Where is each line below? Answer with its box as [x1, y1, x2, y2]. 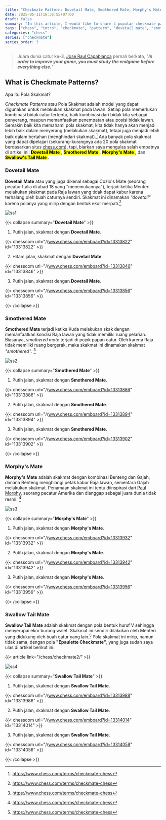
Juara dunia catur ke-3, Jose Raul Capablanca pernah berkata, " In [17, 53, 153, 59]
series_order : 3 [5, 40, 39, 45]
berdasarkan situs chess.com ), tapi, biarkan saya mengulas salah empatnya [5, 144, 160, 150]
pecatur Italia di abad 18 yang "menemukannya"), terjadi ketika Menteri [5, 183, 150, 189]
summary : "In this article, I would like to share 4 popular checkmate [5, 21, 156, 26]
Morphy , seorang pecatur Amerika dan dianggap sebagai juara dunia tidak [5, 490, 157, 496]
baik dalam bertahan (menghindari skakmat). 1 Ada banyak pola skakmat [5, 133, 152, 140]
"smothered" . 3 [5, 347, 36, 354]
